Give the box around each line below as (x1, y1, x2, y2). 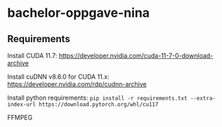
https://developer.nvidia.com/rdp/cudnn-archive (7, 80, 147, 88)
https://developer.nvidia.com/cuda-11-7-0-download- (58, 51, 214, 60)
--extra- (190, 95, 216, 102)
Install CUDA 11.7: (7, 51, 58, 60)
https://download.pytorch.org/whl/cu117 (38, 101, 159, 108)
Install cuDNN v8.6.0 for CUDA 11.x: (7, 72, 110, 81)
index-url (7, 101, 37, 108)
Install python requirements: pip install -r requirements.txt (7, 93, 188, 102)
